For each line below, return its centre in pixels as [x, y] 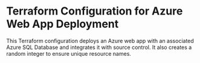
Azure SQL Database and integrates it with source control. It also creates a [99, 47]
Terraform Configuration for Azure [95, 11]
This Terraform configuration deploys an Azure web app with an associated [100, 41]
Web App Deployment [63, 24]
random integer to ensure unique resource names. [69, 53]
